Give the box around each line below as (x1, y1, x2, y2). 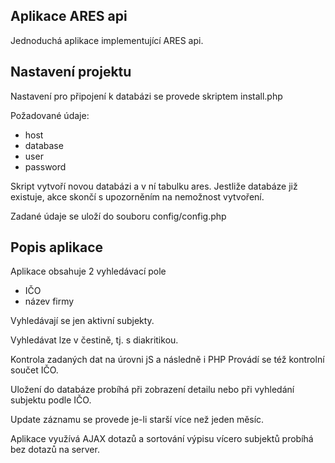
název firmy (24, 295, 75, 308)
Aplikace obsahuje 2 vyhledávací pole (10, 265, 167, 278)
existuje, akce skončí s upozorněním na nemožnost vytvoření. (10, 190, 265, 203)
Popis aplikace (10, 239, 104, 256)
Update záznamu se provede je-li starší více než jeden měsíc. (10, 414, 265, 426)
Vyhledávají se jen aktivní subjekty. (10, 315, 155, 327)
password (24, 160, 67, 173)
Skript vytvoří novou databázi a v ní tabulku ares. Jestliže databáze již (10, 180, 298, 192)
